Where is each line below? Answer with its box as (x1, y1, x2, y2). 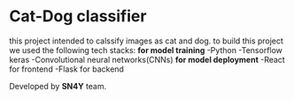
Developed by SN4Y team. (9, 81, 107, 91)
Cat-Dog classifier (9, 6, 147, 27)
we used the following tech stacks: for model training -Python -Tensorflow (9, 44, 283, 55)
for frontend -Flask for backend (9, 64, 124, 74)
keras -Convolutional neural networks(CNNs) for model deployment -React (9, 54, 285, 65)
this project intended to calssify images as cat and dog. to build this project (9, 35, 283, 46)
